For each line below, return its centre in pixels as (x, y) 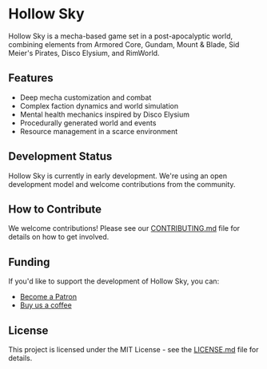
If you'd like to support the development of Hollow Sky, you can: (114, 281)
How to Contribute (55, 209)
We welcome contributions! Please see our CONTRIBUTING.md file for (124, 228)
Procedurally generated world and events (88, 123)
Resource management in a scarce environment (99, 131)
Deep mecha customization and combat (86, 97)
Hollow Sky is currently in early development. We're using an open (118, 176)
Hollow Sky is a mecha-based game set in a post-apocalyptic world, (121, 36)
